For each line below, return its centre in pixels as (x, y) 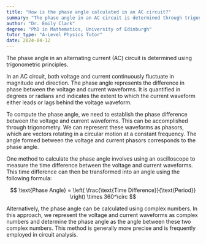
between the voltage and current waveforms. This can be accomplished (97, 121)
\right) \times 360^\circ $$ (103, 196)
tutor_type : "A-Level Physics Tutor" (55, 35)
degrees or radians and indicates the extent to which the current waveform (101, 96)
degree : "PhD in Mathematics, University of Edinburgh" (79, 29)
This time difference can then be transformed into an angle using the (93, 172)
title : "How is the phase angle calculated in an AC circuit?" (89, 12)
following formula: (29, 178)
